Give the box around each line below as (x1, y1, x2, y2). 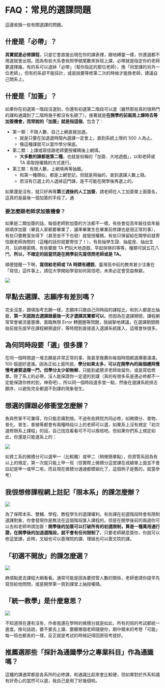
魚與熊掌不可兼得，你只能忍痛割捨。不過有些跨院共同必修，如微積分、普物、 (5, 416, 160, 422)
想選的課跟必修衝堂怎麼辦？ (5, 401, 89, 410)
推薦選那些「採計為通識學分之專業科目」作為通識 (5, 648, 154, 656)
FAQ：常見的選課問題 (5, 4, 91, 16)
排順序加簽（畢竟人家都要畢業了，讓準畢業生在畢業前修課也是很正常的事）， (5, 226, 158, 232)
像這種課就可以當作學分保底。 (19, 141, 80, 147)
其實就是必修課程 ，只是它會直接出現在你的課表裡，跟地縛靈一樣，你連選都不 (5, 51, 160, 57)
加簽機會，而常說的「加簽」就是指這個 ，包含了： (5, 118, 104, 124)
